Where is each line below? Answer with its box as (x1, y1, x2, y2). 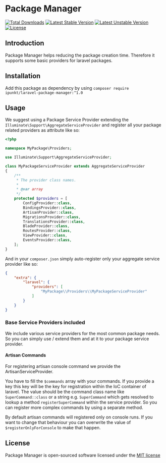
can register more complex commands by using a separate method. (5, 405, 144, 410)
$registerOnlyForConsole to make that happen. (5, 425, 101, 430)
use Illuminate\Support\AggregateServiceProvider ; (5, 155, 112, 160)
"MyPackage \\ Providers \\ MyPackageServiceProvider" (40, 289, 148, 294)
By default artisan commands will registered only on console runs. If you (5, 414, 153, 420)
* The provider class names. (16, 177, 77, 182)
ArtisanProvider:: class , (23, 210, 74, 215)
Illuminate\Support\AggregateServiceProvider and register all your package (5, 122, 162, 128)
